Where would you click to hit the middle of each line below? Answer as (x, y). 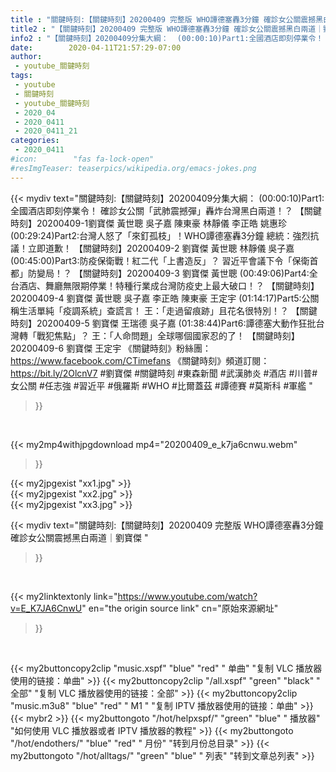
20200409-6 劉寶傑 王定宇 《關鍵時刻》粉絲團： (111, 348)
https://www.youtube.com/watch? (187, 596)
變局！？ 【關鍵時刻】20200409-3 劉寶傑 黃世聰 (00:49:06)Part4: (173, 273)
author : (26, 57)
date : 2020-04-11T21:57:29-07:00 (96, 47)
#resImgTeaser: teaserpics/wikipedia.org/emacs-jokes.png (133, 168)
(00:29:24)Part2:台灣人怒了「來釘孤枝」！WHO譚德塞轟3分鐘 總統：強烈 (160, 235)
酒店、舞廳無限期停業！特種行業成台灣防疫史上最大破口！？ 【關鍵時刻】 (169, 285)
